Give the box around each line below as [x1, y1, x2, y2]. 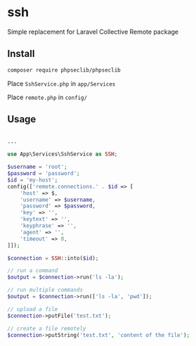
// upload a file [7, 305, 58, 313]
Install [7, 48, 35, 60]
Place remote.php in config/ [7, 93, 88, 101]
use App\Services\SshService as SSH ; [7, 150, 118, 158]
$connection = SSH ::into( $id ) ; [7, 255, 99, 262]
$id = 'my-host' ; [7, 177, 58, 184]
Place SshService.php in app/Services [7, 79, 116, 88]
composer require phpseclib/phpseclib [7, 66, 121, 74]
